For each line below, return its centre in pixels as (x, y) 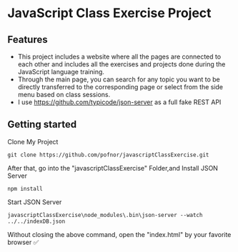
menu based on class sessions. (64, 95)
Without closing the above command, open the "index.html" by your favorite (119, 234)
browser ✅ (23, 242)
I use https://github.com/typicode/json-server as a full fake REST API (119, 102)
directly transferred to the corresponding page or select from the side (120, 87)
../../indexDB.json (36, 221)
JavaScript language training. (61, 72)
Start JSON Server (35, 202)
